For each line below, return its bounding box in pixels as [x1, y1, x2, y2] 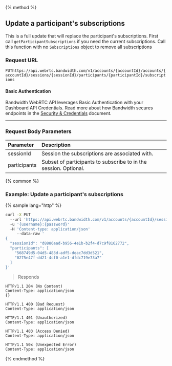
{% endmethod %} [5, 356, 45, 362]
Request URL [5, 56, 38, 64]
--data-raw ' [16, 231, 45, 237]
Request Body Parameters [5, 128, 72, 135]
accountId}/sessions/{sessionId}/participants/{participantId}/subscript [5, 73, 166, 78]
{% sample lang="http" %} [5, 202, 62, 208]
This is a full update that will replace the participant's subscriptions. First [5, 33, 159, 39]
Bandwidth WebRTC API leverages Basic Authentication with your [5, 100, 144, 106]
